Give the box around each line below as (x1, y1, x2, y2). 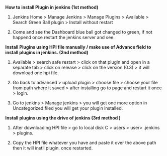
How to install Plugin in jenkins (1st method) (5, 5, 99, 10)
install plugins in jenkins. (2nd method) (5, 50, 89, 55)
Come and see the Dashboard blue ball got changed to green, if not (12, 29, 152, 35)
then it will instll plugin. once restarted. (12, 145, 93, 151)
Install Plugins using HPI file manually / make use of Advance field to (5, 44, 151, 50)
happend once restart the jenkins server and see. (12, 35, 115, 40)
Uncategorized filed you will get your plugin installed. (12, 105, 123, 111)
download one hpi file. (12, 70, 59, 76)
